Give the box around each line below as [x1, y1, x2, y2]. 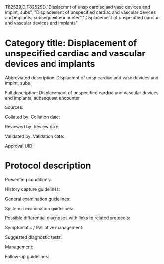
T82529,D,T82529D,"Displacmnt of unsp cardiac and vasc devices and [5, 4, 150, 10]
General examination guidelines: [5, 196, 71, 202]
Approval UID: [5, 143, 34, 149]
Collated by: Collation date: [5, 114, 60, 120]
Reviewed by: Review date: [5, 123, 60, 129]
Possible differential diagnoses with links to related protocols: [5, 215, 130, 221]
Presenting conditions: [5, 176, 51, 182]
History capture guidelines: [5, 186, 60, 192]
